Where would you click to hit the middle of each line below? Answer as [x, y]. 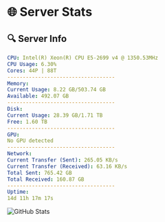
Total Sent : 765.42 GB [40, 173]
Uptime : [18, 192]
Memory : [18, 83]
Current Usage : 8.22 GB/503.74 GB [57, 90]
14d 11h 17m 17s [30, 199]
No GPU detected [30, 141]
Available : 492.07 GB [38, 96]
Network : [20, 154]
